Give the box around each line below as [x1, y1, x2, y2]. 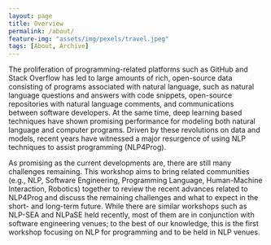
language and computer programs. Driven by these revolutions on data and [8, 125, 260, 135]
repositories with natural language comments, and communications [8, 99, 234, 109]
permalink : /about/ [8, 27, 75, 35]
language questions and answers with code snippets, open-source [8, 90, 233, 100]
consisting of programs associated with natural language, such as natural [8, 82, 255, 92]
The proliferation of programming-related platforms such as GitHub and [8, 64, 248, 74]
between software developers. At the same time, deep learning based [8, 107, 243, 118]
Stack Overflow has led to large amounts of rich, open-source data [8, 73, 233, 83]
